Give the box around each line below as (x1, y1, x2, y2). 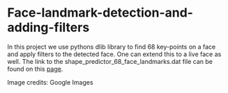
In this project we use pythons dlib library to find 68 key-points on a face (7, 42, 216, 51)
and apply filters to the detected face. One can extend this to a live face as (7, 50, 222, 58)
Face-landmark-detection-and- (7, 5, 194, 21)
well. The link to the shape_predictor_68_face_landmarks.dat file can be (7, 57, 213, 65)
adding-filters (7, 19, 90, 35)
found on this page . (7, 65, 63, 73)
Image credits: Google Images (7, 78, 93, 86)
